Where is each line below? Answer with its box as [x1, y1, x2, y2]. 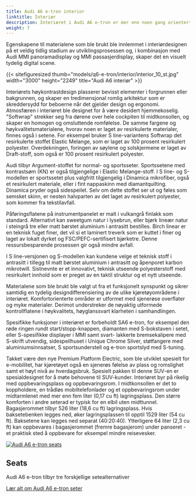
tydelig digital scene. [6, 60, 57, 67]
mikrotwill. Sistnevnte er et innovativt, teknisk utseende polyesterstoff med [6, 265, 185, 272]
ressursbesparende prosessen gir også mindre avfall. [6, 241, 134, 248]
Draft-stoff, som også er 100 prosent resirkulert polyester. [6, 150, 145, 158]
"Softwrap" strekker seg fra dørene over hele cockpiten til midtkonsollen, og [6, 113, 190, 120]
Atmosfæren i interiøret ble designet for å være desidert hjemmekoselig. [6, 107, 180, 114]
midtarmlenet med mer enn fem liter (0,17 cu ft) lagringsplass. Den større [6, 392, 181, 399]
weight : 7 [6, 25, 30, 31]
